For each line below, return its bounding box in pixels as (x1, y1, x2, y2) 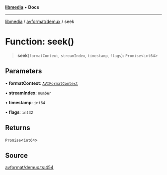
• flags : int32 (5, 109, 33, 115)
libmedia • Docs (5, 4, 39, 10)
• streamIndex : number (5, 90, 52, 96)
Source (5, 151, 28, 160)
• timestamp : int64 (5, 99, 46, 105)
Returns (5, 124, 31, 132)
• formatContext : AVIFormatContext (5, 80, 79, 86)
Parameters (5, 67, 42, 75)
